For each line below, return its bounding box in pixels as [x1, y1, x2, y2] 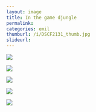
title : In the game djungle [6, 15, 77, 21]
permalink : [6, 20, 34, 26]
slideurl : [6, 37, 31, 43]
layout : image [6, 8, 42, 15]
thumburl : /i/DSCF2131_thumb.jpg [6, 31, 91, 38]
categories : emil [6, 25, 50, 32]
